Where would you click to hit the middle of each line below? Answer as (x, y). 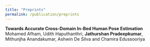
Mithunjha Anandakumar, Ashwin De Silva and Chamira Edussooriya (75, 39)
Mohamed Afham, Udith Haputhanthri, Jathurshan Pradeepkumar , (74, 34)
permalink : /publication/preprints (42, 14)
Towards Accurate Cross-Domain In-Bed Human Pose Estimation (74, 28)
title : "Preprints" (25, 10)
